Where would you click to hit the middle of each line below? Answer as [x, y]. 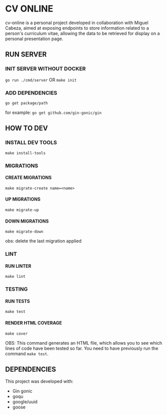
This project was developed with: [39, 381]
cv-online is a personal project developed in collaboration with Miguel [77, 23]
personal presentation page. [34, 39]
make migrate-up [22, 210]
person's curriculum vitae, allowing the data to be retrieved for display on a [82, 33]
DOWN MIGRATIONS [27, 221]
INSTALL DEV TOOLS [31, 143]
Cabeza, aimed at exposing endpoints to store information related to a [77, 28]
